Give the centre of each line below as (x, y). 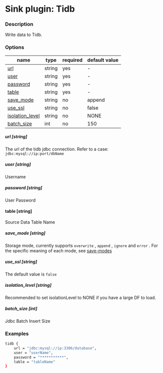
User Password (20, 200)
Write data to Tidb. (24, 35)
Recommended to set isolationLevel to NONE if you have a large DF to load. (81, 298)
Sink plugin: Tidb (40, 9)
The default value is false (31, 274)
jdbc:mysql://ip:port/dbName (35, 154)
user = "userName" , (34, 353)
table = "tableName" (35, 362)
